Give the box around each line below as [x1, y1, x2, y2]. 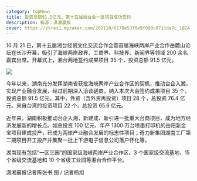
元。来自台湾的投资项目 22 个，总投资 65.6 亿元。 [6, 102, 127, 109]
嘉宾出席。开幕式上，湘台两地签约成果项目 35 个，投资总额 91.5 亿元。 [6, 56, 177, 63]
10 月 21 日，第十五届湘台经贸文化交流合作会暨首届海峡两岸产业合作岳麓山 [6, 42, 186, 49]
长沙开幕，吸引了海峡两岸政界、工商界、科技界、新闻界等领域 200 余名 [16, 49, 189, 56]
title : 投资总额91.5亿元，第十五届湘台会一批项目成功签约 [6, 14, 131, 20]
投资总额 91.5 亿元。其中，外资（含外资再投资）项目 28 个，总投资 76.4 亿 [6, 95, 186, 102]
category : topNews [6, 8, 51, 15]
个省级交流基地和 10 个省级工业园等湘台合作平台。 [6, 156, 128, 163]
